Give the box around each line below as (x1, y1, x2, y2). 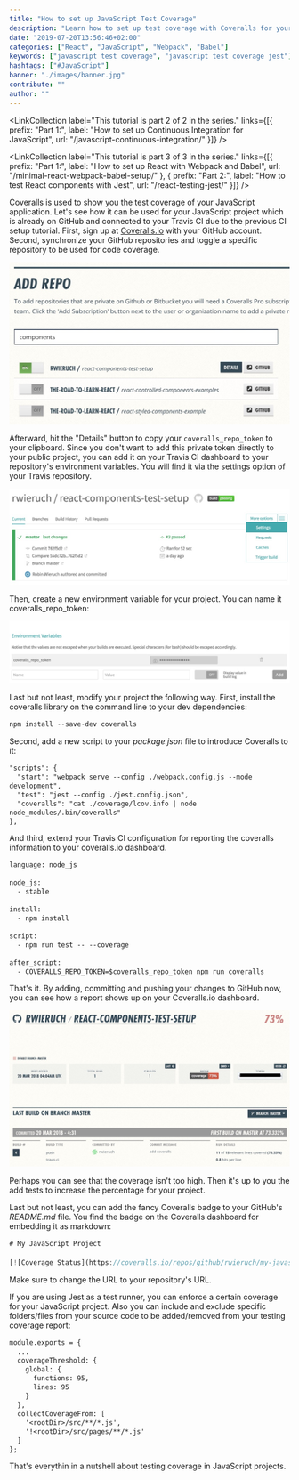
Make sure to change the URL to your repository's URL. (9, 1274, 212, 1285)
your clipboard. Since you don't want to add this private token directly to (9, 441, 274, 453)
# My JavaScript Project (9, 1240, 101, 1249)
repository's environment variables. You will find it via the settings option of (9, 461, 287, 472)
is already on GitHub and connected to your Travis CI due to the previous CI (9, 215, 287, 226)
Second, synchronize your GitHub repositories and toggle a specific (9, 234, 258, 245)
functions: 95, (32, 1373, 90, 1383)
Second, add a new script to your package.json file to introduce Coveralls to (9, 736, 289, 747)
